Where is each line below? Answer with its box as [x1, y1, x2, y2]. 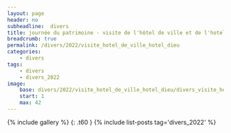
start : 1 [19, 93, 45, 100]
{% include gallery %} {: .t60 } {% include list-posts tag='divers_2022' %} [7, 118, 217, 126]
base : [19, 86, 36, 93]
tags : [7, 61, 23, 68]
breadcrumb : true [7, 36, 57, 43]
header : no [7, 16, 38, 23]
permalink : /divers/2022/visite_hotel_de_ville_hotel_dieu [7, 42, 180, 49]
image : [7, 80, 26, 87]
